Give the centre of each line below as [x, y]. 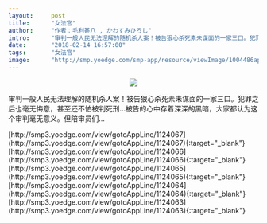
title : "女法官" [42, 23]
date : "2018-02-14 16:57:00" [67, 45]
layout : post [37, 16]
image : [19, 61]
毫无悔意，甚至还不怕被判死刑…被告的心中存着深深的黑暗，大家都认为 [137, 108]
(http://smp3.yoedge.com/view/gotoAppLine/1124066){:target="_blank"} [127, 159]
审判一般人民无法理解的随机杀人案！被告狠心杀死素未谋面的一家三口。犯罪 [130, 98]
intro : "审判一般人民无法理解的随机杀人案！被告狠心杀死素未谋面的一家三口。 [129, 38]
